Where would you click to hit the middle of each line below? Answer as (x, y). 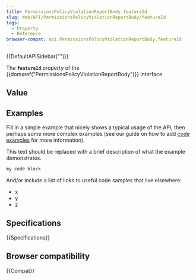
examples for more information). (45, 140)
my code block (24, 169)
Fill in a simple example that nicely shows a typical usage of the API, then (96, 127)
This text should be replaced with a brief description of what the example (96, 152)
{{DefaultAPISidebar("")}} (37, 56)
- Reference (26, 34)
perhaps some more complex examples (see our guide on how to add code (98, 134)
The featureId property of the (43, 68)
